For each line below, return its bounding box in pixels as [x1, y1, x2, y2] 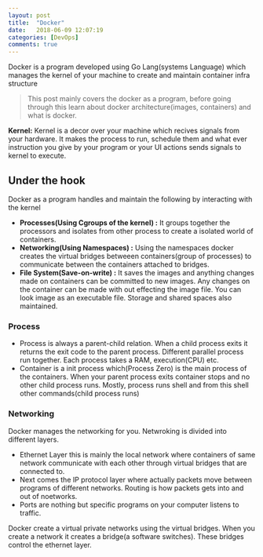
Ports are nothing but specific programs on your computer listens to [19, 500, 239, 509]
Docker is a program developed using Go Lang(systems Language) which [8, 62, 246, 71]
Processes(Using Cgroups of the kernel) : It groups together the [19, 217, 230, 228]
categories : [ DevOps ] [8, 33, 79, 42]
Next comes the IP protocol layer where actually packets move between [19, 475, 253, 484]
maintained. [19, 301, 58, 311]
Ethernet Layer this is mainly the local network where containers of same [19, 450, 256, 459]
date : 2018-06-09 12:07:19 [8, 26, 104, 34]
